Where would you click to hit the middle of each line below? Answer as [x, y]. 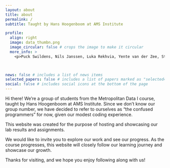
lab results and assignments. [35, 130]
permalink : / [19, 19]
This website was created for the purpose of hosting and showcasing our [81, 124]
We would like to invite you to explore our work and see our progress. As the [85, 139]
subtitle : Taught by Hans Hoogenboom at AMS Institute [64, 24]
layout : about [20, 10]
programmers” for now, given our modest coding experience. [69, 115]
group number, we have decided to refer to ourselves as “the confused [79, 109]
